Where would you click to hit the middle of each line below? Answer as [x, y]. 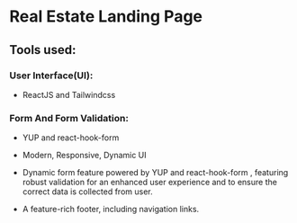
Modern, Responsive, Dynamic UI [84, 156]
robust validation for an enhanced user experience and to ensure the [149, 183]
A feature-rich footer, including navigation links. [111, 210]
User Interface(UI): [51, 76]
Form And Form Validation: [69, 118]
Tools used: [43, 50]
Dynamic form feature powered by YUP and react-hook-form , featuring [155, 173]
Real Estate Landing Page [106, 17]
